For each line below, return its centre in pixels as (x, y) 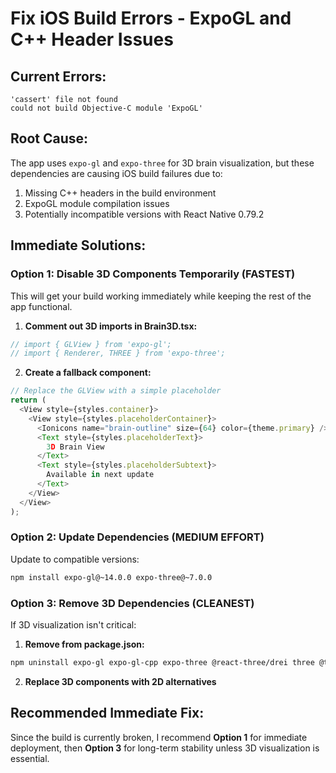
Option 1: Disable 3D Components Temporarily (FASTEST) (153, 274)
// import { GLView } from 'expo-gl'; (91, 344)
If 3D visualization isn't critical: (73, 624)
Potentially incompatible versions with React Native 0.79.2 (144, 214)
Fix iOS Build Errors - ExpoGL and (151, 18)
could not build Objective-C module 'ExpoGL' (106, 108)
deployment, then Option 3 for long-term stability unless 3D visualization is (165, 748)
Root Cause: (49, 138)
